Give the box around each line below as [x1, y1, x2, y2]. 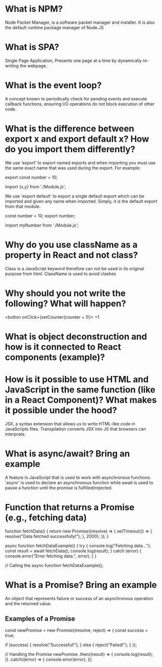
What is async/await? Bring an [5, 448, 130, 459]
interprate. [5, 431, 26, 437]
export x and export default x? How [5, 133, 149, 144]
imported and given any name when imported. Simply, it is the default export [5, 198, 158, 204]
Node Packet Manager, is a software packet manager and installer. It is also [5, 19, 155, 25]
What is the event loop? [5, 80, 102, 91]
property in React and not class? [5, 249, 138, 260]
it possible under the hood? [5, 405, 118, 416]
